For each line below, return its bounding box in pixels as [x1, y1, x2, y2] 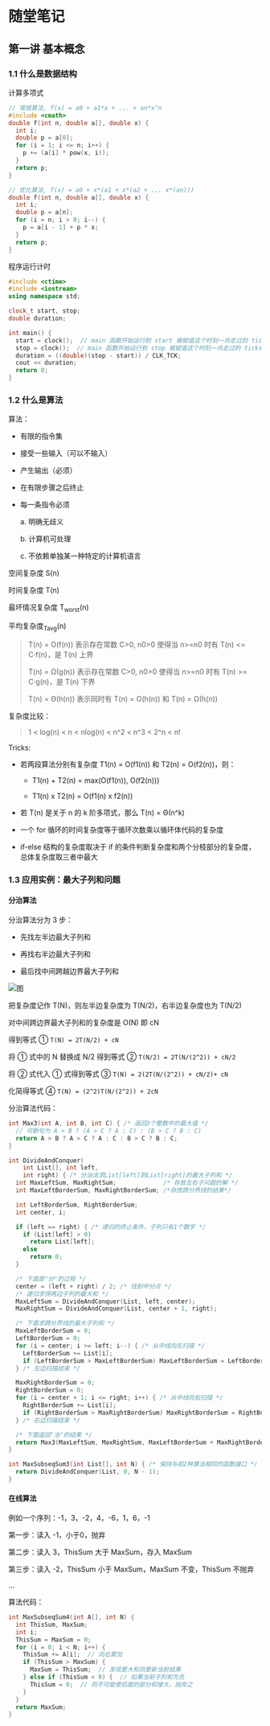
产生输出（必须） [19, 466, 77, 475]
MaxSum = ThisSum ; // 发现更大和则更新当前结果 [29, 1666, 182, 1674]
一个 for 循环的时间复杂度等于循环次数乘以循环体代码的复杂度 [19, 825, 224, 834]
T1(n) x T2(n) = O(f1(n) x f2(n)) [31, 791, 133, 801]
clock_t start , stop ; [8, 307, 81, 315]
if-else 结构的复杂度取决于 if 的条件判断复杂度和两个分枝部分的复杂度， [19, 842, 256, 851]
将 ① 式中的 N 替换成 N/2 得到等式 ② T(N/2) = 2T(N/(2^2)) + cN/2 [8, 1052, 236, 1062]
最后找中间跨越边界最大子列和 [19, 966, 119, 976]
